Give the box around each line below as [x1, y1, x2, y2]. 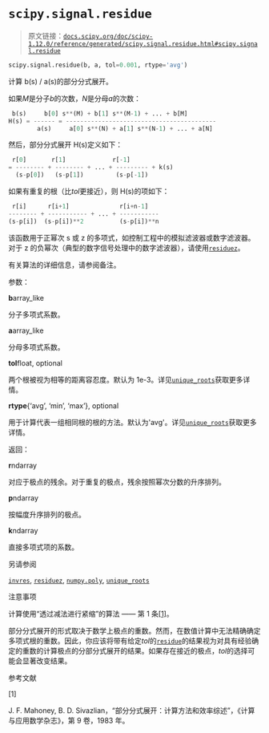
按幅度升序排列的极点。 [8, 509, 86, 519]
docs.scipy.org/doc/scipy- [62, 32, 154, 40]
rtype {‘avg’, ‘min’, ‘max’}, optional [8, 400, 119, 411]
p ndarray [8, 492, 38, 503]
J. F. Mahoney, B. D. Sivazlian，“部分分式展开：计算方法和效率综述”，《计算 [8, 705, 255, 715]
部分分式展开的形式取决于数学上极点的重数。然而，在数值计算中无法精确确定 [8, 626, 261, 635]
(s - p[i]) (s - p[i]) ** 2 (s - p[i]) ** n [8, 217, 159, 225]
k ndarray [8, 525, 38, 535]
